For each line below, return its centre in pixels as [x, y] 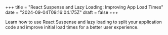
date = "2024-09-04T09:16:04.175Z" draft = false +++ [62, 12]
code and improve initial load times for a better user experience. [72, 27]
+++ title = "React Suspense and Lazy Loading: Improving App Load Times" [84, 7]
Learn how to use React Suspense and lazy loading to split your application [83, 22]
